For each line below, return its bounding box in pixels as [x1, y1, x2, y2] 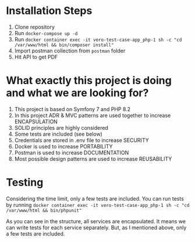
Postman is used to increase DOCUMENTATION [14, 149, 129, 156]
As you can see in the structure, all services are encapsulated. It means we [6, 217, 186, 224]
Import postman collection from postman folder [14, 47, 126, 54]
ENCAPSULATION [14, 118, 58, 125]
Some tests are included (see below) [14, 130, 103, 137]
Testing [6, 176, 44, 189]
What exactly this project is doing [6, 74, 172, 87]
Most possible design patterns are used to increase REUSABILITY [14, 155, 172, 162]
